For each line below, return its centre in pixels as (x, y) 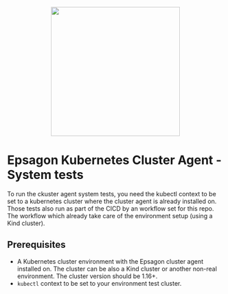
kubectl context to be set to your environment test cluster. (99, 283)
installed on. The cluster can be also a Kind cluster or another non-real (117, 269)
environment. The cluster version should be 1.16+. (87, 276)
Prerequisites (36, 245)
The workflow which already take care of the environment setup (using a (110, 216)
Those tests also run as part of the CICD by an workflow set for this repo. (111, 208)
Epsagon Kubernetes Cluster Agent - (114, 160)
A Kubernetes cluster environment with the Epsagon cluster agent (110, 261)
